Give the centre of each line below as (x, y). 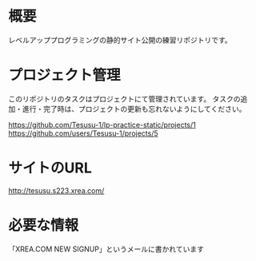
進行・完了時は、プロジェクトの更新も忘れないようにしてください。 (134, 109)
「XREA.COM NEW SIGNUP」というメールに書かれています (106, 249)
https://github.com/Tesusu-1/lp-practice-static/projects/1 (102, 125)
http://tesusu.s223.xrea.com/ (56, 190)
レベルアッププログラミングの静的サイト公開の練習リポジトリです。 (120, 40)
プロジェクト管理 (65, 75)
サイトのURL (50, 168)
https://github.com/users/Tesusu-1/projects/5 (83, 133)
